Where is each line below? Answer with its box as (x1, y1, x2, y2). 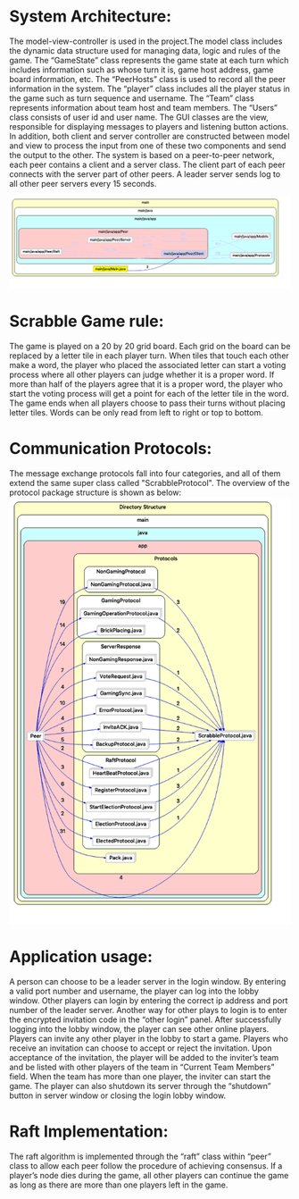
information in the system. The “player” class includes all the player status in (9, 83, 290, 94)
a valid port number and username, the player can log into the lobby (9, 985, 259, 997)
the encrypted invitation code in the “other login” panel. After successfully (9, 1014, 282, 1025)
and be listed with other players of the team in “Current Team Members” (9, 1061, 275, 1073)
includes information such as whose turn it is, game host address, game (9, 64, 274, 75)
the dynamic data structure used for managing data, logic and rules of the (9, 45, 281, 55)
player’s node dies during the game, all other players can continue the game (9, 1170, 289, 1181)
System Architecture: (9, 6, 172, 27)
